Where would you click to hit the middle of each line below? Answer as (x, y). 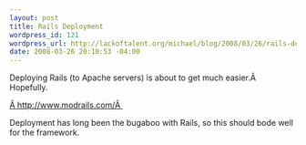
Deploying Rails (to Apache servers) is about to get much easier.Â (133, 78)
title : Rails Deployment (56, 26)
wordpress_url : (38, 43)
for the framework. (45, 132)
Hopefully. (29, 88)
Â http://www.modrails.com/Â (65, 105)
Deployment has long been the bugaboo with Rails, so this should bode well (152, 123)
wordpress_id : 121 (44, 35)
